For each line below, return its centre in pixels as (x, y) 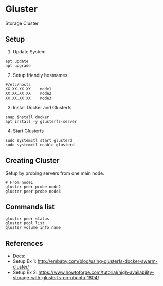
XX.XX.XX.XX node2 (29, 93)
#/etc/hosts (18, 84)
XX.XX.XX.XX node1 (29, 89)
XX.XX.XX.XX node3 (29, 98)
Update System (29, 51)
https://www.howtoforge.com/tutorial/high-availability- (96, 272)
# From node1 (19, 182)
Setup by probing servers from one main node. (55, 173)
